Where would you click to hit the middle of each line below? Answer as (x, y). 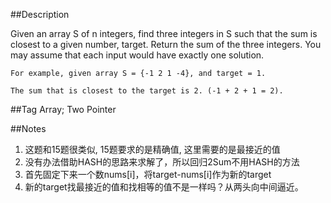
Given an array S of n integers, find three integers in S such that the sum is (164, 33)
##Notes (28, 128)
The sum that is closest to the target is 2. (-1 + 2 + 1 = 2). (147, 91)
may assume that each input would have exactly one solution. (137, 55)
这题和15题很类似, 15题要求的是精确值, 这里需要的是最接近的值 (152, 149)
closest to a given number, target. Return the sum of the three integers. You (166, 44)
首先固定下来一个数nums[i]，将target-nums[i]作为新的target (148, 174)
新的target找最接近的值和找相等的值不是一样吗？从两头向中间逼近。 (164, 187)
